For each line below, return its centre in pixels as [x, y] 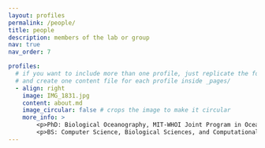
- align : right [40, 88]
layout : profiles [37, 15]
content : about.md [52, 103]
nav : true [24, 45]
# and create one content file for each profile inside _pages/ [123, 81]
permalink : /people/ [42, 23]
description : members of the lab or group [79, 37]
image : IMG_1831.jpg [56, 95]
